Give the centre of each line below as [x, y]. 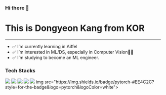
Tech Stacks [20, 70]
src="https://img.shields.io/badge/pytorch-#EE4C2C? [99, 82]
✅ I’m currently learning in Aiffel [45, 46]
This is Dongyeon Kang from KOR [75, 28]
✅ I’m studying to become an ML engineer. [56, 57]
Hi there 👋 [17, 8]
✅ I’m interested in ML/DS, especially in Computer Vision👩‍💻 [73, 52]
